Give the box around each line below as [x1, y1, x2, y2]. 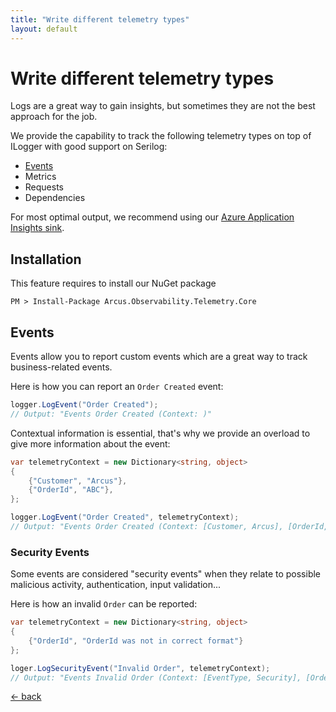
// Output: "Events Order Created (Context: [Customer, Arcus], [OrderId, [10, 522, 329, 532]
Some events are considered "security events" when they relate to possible [10, 568, 322, 580]
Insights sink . [10, 222, 65, 234]
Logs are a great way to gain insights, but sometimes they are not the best [10, 100, 316, 112]
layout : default [10, 24, 78, 34]
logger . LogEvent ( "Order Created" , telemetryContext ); [10, 512, 240, 523]
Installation [10, 251, 82, 268]
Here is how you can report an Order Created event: [10, 381, 224, 393]
